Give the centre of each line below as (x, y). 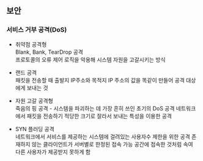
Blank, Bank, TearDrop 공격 (49, 52)
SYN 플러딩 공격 (35, 129)
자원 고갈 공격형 (34, 101)
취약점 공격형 (31, 44)
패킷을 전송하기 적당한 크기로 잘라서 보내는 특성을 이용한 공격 (99, 116)
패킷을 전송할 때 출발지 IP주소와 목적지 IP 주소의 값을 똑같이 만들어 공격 (100, 80)
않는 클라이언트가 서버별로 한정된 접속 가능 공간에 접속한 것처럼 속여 (113, 144)
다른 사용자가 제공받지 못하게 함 (53, 152)
